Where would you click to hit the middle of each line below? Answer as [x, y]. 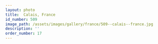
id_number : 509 [21, 19]
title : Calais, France [30, 15]
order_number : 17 [24, 33]
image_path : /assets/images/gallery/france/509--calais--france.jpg [79, 24]
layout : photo [20, 10]
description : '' [22, 29]
